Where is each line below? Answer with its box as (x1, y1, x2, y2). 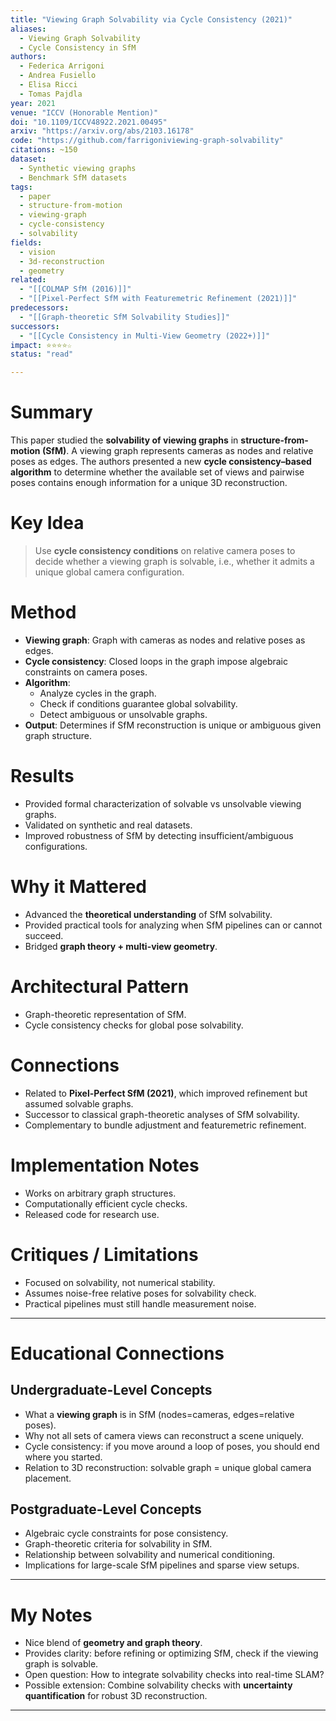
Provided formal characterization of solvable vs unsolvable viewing (24, 797, 302, 810)
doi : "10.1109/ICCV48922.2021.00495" (10, 117, 168, 127)
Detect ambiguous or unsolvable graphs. (39, 708, 208, 720)
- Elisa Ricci (19, 80, 78, 90)
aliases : (10, 24, 47, 34)
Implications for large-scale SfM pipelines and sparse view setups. (24, 1559, 300, 1571)
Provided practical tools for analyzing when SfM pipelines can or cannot (24, 919, 323, 931)
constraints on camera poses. (24, 666, 148, 678)
